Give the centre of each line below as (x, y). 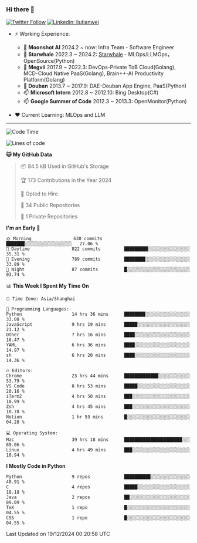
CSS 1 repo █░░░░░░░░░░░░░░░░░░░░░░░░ (98, 518)
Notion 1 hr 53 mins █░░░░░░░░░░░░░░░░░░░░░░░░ (98, 417)
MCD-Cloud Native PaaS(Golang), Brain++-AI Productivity (94, 73)
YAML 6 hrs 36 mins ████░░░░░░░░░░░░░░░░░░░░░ (98, 345)
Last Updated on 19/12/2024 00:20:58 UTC (58, 534)
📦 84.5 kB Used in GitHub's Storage (65, 166)
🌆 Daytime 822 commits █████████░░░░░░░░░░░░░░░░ (98, 249)
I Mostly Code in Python (36, 466)
